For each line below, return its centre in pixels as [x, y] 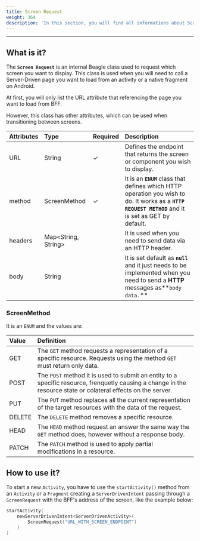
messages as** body [153, 288]
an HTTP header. [149, 248]
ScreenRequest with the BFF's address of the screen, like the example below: [100, 500]
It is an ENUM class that [155, 179]
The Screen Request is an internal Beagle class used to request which [91, 67]
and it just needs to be [156, 265]
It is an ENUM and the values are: [45, 326]
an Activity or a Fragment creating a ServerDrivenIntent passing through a [98, 494]
